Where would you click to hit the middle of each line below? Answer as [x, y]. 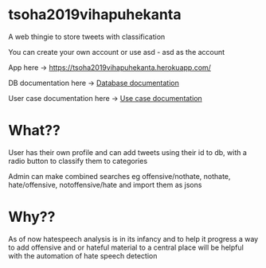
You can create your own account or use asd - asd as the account [117, 52]
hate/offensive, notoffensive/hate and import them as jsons [105, 184]
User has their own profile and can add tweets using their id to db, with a [127, 152]
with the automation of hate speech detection [83, 255]
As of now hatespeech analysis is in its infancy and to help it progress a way [133, 239]
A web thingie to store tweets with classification [87, 37]
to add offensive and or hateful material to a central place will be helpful [126, 247]
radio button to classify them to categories [78, 161]
